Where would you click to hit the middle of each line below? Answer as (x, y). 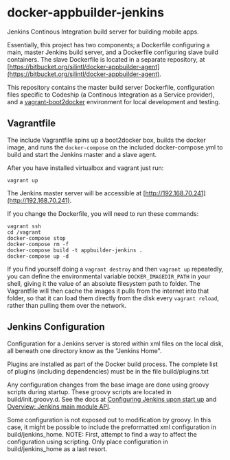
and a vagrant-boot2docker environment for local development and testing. (114, 101)
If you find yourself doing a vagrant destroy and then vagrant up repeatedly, (115, 269)
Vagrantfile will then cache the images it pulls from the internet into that (108, 291)
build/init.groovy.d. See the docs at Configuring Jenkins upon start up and (112, 399)
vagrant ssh (24, 226)
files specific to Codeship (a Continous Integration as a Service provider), (111, 95)
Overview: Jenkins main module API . (59, 407)
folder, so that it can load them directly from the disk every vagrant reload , (113, 298)
